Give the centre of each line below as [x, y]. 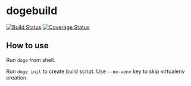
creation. [17, 77]
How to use [27, 46]
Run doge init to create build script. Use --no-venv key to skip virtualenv [95, 71]
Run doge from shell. [31, 59]
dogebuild [32, 11]
